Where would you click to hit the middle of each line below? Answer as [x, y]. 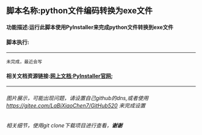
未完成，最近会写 [24, 62]
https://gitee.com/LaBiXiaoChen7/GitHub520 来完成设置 [76, 105]
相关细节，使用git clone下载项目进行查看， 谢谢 [64, 125]
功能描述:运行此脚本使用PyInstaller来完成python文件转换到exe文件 [90, 27]
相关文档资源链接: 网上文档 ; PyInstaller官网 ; [60, 76]
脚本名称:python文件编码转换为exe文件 [80, 11]
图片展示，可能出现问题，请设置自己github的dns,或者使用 [77, 98]
